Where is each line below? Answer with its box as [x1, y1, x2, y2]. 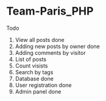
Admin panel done [15, 88, 62, 95]
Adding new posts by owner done [15, 43, 101, 50]
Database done [15, 75, 54, 82]
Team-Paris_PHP [6, 4, 94, 18]
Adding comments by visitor [15, 49, 87, 56]
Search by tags [15, 68, 54, 75]
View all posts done [15, 36, 65, 43]
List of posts [15, 55, 47, 63]
